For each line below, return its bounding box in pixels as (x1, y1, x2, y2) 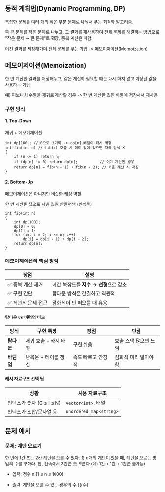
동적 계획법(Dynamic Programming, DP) (5, 4, 126, 13)
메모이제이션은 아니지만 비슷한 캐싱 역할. (5, 191, 82, 197)
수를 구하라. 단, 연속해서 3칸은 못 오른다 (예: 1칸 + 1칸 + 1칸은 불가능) (14, 461, 146, 467)
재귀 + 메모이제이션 (5, 129, 43, 135)
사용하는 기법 (5, 82, 30, 87)
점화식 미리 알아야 (114, 354, 154, 361)
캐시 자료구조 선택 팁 (5, 376, 44, 382)
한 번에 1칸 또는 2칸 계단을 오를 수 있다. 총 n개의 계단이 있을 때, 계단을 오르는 (5, 455, 152, 461)
